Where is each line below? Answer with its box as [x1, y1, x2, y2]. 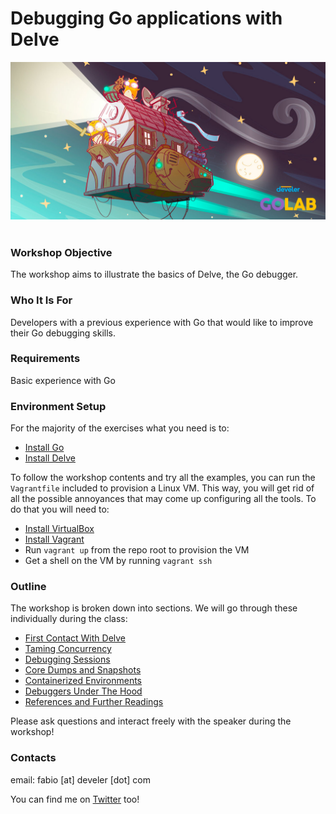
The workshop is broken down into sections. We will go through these [10, 602, 298, 614]
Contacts [10, 751, 57, 765]
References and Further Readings [24, 696, 164, 708]
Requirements [10, 352, 81, 366]
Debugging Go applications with [10, 7, 283, 30]
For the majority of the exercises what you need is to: [10, 422, 230, 434]
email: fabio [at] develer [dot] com [10, 773, 151, 786]
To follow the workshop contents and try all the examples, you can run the [10, 472, 316, 484]
